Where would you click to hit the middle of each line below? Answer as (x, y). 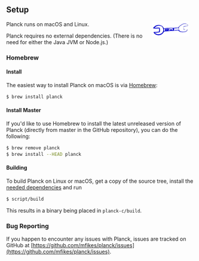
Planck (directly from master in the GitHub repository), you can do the (92, 130)
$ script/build (25, 199)
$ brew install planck (34, 97)
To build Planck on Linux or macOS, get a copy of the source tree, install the (100, 181)
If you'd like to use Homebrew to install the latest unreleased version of (94, 124)
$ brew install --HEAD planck (44, 154)
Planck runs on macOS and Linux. (48, 24)
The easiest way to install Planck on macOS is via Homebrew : (82, 85)
